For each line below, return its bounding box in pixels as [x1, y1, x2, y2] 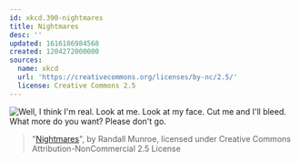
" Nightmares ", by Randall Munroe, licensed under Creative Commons [31, 133, 291, 144]
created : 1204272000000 [9, 47, 100, 56]
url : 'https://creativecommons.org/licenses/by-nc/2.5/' [17, 73, 238, 82]
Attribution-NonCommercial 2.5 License [31, 143, 182, 154]
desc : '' [9, 30, 43, 39]
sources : [9, 56, 43, 65]
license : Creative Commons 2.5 [17, 81, 136, 90]
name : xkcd [17, 65, 59, 74]
